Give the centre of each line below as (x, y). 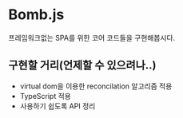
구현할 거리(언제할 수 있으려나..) (82, 65)
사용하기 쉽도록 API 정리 (58, 106)
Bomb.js (36, 15)
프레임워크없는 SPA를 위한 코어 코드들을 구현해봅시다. (92, 37)
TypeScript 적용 (46, 96)
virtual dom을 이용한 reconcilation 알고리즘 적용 (96, 86)
